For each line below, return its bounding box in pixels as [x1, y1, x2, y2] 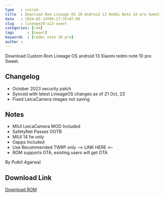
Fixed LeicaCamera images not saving [12, 96, 90, 102]
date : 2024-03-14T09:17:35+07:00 [5, 16, 80, 21]
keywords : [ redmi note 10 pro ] [5, 35, 74, 40]
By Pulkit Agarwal [5, 159, 41, 165]
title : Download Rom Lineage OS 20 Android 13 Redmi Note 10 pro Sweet [5, 12, 160, 17]
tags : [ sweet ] [5, 30, 48, 35]
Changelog [5, 73, 40, 81]
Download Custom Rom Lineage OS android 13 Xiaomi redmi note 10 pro [5, 53, 152, 59]
